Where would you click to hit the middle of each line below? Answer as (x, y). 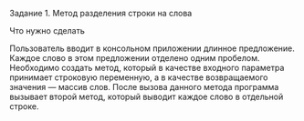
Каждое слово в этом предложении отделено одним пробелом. (135, 58)
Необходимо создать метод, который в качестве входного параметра (147, 68)
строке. (24, 106)
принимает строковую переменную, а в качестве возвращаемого (139, 77)
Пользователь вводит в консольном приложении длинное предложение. (152, 48)
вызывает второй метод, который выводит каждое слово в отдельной (147, 96)
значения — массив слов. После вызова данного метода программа (144, 87)
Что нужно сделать (47, 30)
